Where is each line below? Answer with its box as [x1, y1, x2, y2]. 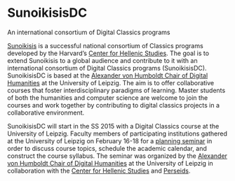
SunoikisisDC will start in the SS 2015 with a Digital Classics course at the [7, 122, 220, 130]
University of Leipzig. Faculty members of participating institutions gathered [7, 129, 228, 138]
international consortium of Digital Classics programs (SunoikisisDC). [7, 64, 207, 72]
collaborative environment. [7, 108, 85, 117]
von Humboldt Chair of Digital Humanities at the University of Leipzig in [7, 159, 214, 167]
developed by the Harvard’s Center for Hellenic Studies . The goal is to [7, 49, 209, 57]
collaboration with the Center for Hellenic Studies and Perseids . [7, 166, 191, 175]
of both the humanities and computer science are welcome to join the [7, 93, 208, 102]
